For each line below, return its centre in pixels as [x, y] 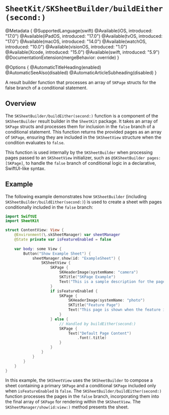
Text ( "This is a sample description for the [107, 281]
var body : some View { [38, 249]
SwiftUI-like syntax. [25, 168]
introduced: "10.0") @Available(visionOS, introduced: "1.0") [66, 46]
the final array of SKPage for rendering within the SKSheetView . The [73, 402]
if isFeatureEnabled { [74, 291]
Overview [21, 104]
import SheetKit [22, 221]
